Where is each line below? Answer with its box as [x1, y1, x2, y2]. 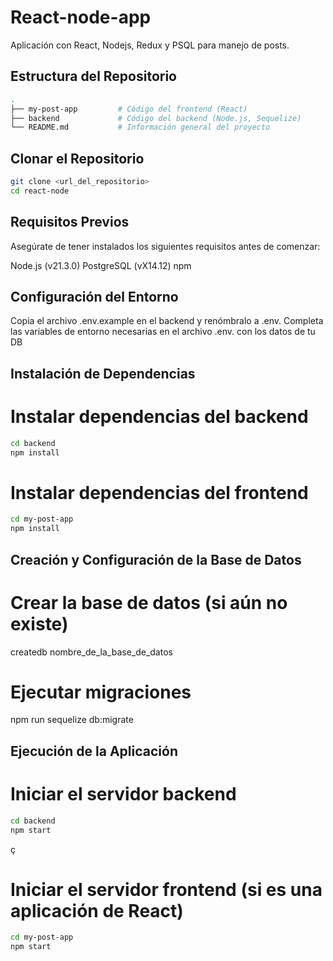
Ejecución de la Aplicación [10, 742, 178, 760]
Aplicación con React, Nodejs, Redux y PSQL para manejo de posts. [10, 39, 290, 51]
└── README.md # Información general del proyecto [10, 122, 271, 133]
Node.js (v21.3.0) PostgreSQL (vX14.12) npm [10, 259, 192, 271]
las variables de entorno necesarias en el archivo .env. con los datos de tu [10, 326, 316, 338]
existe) [10, 612, 69, 635]
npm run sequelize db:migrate [10, 714, 134, 726]
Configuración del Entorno [10, 289, 179, 306]
